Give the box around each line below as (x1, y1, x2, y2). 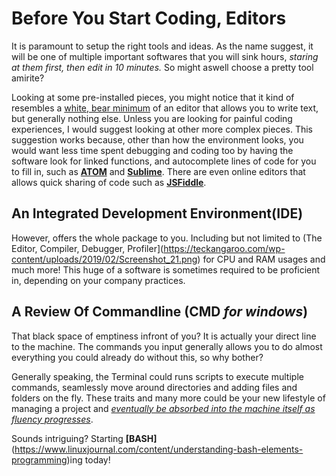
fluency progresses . (11, 413, 94, 425)
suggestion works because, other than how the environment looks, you (11, 133, 304, 146)
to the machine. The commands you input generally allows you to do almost (11, 340, 323, 352)
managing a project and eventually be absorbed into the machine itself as (11, 402, 316, 414)
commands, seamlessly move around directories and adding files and (11, 381, 298, 393)
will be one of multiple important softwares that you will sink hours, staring (11, 50, 319, 62)
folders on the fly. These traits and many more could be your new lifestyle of (11, 392, 326, 404)
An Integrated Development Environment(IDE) (11, 205, 304, 222)
